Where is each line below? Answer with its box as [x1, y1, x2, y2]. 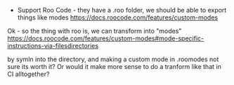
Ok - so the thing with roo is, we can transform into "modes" [7, 27, 182, 35]
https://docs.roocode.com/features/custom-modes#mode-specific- [7, 34, 204, 42]
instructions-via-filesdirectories [7, 42, 99, 49]
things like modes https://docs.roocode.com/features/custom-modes [17, 13, 219, 22]
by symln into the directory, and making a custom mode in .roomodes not [7, 55, 219, 63]
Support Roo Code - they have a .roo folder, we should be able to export [17, 6, 227, 14]
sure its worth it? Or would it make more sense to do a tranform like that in [7, 63, 221, 70]
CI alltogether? [7, 70, 50, 78]
